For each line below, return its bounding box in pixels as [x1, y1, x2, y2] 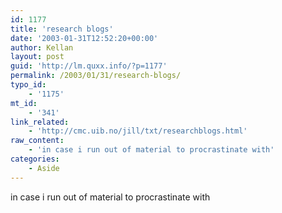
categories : [10, 154, 60, 164]
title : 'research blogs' [10, 24, 114, 34]
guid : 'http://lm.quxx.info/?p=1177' [10, 61, 168, 71]
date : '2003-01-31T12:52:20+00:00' [10, 33, 159, 43]
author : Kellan [10, 42, 74, 53]
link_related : [10, 117, 70, 127]
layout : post [10, 52, 65, 62]
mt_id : [10, 98, 38, 108]
